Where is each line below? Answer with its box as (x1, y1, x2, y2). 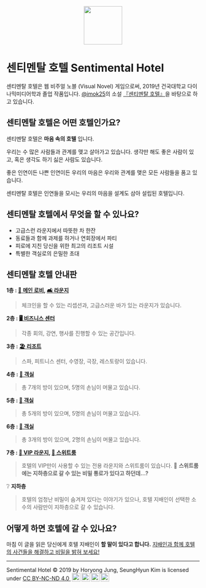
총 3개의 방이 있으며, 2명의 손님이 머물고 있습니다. (21, 436, 141, 443)
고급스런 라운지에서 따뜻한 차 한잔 (15, 226, 96, 234)
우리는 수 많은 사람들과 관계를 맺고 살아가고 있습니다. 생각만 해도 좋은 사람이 (6, 148, 188, 155)
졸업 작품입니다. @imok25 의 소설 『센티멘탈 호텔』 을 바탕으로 (42, 90, 192, 98)
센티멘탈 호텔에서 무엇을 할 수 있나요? (6, 209, 139, 220)
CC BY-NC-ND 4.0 (22, 574, 69, 582)
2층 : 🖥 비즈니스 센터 (6, 315, 55, 322)
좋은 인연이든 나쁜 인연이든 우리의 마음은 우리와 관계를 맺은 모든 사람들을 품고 (6, 169, 191, 176)
